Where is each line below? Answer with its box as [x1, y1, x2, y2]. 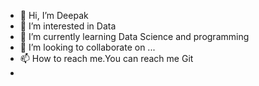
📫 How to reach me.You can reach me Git [19, 53, 194, 64]
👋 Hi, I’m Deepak [19, 10, 89, 21]
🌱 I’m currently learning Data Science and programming [19, 31, 250, 42]
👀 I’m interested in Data [19, 20, 117, 32]
